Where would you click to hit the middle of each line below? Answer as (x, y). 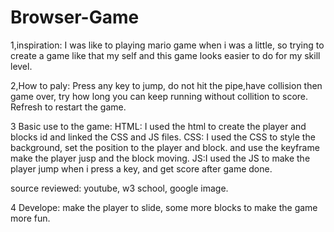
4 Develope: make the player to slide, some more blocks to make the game (164, 207)
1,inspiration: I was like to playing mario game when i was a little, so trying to (167, 45)
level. (21, 66)
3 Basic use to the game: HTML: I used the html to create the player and (158, 126)
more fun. (30, 218)
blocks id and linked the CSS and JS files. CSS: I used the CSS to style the (163, 137)
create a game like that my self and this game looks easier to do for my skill (165, 55)
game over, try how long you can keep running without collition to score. (159, 96)
